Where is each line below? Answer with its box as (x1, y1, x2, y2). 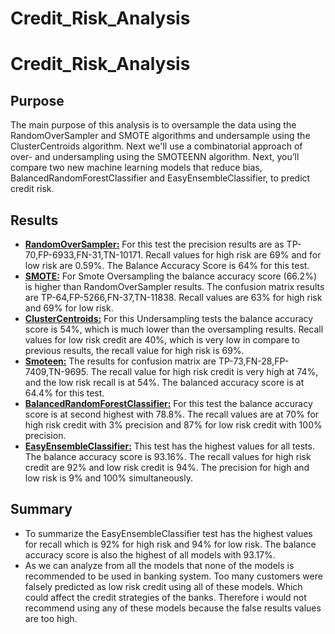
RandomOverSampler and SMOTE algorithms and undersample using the (10, 130, 311, 142)
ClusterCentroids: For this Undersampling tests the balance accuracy (24, 313, 314, 324)
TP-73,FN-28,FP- (218, 355, 290, 367)
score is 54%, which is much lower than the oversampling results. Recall (24, 323, 324, 335)
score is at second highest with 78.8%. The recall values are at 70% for (24, 408, 320, 420)
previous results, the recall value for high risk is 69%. (24, 345, 245, 356)
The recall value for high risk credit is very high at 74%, (90, 366, 319, 377)
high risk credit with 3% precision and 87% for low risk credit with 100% (24, 419, 323, 431)
